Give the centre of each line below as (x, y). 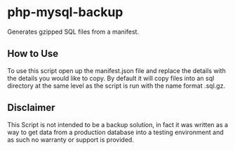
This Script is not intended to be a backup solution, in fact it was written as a (118, 124)
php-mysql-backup (65, 12)
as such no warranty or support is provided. (71, 139)
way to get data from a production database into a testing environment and (115, 132)
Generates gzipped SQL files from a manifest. (73, 32)
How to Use (33, 54)
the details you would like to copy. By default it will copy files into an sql (111, 78)
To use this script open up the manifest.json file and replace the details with (116, 70)
